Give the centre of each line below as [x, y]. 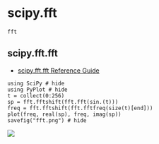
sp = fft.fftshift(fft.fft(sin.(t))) [63, 102]
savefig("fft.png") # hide [47, 120]
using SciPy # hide [36, 83]
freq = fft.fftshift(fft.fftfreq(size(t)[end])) [80, 108]
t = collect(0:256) [36, 96]
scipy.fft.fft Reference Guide [59, 70]
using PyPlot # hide [38, 90]
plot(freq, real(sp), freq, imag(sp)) [64, 114]
